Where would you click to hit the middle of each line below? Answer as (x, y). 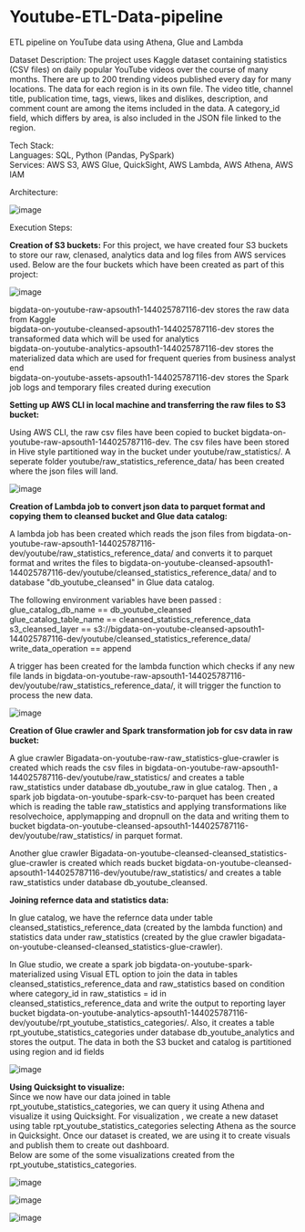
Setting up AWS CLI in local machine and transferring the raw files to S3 (148, 404)
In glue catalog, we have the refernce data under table (112, 917)
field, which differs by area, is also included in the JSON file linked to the (146, 118)
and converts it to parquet (224, 553)
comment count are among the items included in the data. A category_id (145, 108)
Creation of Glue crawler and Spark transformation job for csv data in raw (151, 730)
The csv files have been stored (231, 442)
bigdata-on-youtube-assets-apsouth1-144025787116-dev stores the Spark (149, 377)
